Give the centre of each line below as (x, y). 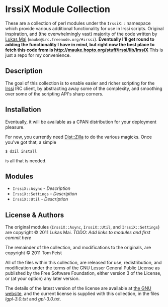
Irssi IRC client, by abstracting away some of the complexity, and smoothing (84, 88)
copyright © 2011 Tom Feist (33, 253)
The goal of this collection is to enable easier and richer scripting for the (80, 83)
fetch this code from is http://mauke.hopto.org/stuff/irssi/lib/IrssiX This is (84, 50)
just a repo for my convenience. (38, 55)
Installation (23, 110)
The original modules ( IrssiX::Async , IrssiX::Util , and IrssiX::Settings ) (82, 227)
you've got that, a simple (31, 142)
